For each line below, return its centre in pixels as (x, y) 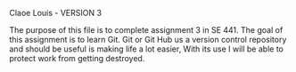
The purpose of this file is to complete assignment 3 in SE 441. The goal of (146, 30)
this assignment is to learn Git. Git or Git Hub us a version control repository (148, 40)
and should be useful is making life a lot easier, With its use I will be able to (146, 49)
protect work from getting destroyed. (77, 58)
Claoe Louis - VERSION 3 (56, 13)
